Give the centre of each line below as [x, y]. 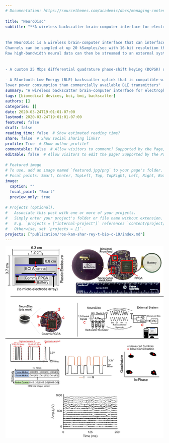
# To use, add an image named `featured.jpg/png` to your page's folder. [84, 171]
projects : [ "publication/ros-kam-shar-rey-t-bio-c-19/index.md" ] [75, 234]
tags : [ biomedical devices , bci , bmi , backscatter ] [60, 96]
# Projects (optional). [30, 208]
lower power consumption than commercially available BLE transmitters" [83, 85]
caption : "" [22, 186]
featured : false [22, 123]
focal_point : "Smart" [32, 192]
